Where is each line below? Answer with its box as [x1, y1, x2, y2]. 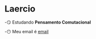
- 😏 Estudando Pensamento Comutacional [4, 19, 91, 25]
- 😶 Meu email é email [4, 28, 49, 34]
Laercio [4, 3, 36, 14]
